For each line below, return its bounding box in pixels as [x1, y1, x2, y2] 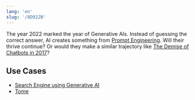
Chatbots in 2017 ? [6, 49, 50, 56]
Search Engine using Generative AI [14, 82, 100, 89]
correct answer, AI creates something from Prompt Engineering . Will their [6, 36, 184, 44]
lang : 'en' [6, 8, 33, 15]
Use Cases [6, 66, 47, 76]
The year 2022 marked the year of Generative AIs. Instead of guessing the [6, 30, 187, 37]
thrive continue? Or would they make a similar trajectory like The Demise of [6, 42, 189, 50]
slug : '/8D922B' [6, 14, 46, 20]
